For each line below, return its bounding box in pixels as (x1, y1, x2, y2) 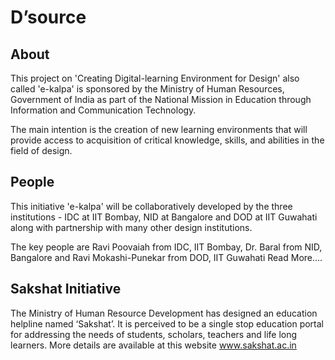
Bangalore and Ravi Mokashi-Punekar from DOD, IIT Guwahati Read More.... (10, 251, 323, 263)
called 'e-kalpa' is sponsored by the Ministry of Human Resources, (10, 83, 285, 95)
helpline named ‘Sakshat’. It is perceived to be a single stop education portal (10, 317, 324, 330)
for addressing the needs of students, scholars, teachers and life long (10, 328, 298, 340)
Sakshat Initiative (10, 281, 122, 298)
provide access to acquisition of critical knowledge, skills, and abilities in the (10, 134, 325, 146)
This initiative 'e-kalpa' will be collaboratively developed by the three (10, 200, 293, 212)
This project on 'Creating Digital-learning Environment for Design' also (10, 72, 300, 84)
